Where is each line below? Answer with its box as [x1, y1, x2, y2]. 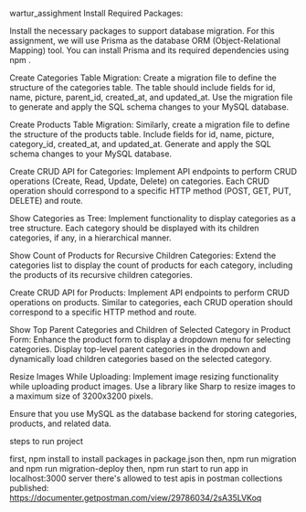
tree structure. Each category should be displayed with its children [9, 223, 259, 233]
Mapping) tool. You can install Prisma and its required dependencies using [9, 45, 290, 56]
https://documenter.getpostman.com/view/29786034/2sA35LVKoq [9, 493, 262, 503]
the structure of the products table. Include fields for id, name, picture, [9, 129, 275, 140]
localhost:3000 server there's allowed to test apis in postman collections [9, 473, 283, 484]
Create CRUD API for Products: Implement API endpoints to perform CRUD [9, 287, 290, 298]
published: [9, 483, 49, 493]
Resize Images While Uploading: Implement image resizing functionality [9, 371, 280, 382]
